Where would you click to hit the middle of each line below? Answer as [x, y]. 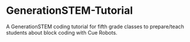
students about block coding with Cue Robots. [62, 32]
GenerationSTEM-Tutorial [70, 11]
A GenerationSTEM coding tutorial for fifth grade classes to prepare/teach [95, 26]
